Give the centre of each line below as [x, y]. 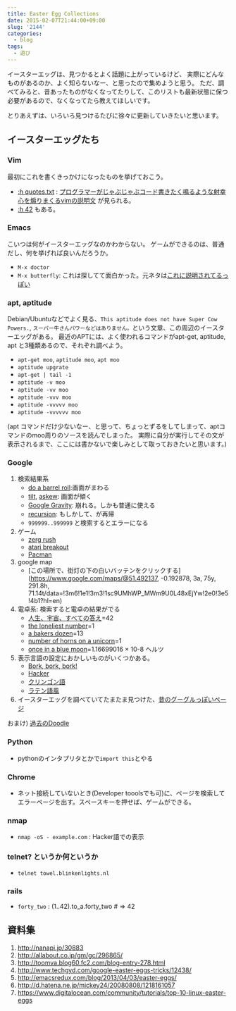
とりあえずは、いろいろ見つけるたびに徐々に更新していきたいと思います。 [115, 115]
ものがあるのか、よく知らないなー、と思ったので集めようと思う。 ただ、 [113, 82]
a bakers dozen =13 [56, 633]
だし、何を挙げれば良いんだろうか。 [60, 253]
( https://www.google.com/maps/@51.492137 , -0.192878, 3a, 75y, [122, 578]
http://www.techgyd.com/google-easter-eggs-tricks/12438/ [105, 970]
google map [35, 562]
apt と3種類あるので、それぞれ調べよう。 [67, 345]
